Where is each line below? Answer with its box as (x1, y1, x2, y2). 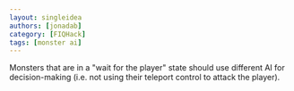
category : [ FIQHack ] (9, 29, 87, 38)
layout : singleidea (9, 12, 82, 22)
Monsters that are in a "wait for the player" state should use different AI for (9, 62, 285, 73)
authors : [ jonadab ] (9, 21, 82, 30)
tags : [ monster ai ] (9, 37, 82, 47)
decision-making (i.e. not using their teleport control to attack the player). (9, 72, 281, 83)
